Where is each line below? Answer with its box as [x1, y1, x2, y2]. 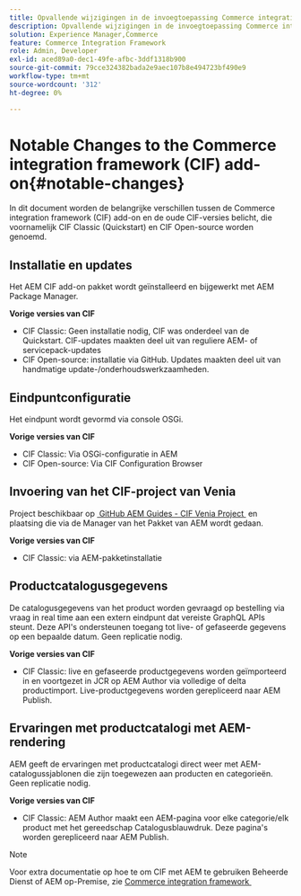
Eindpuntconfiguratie [9, 390, 132, 405]
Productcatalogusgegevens [9, 579, 168, 594]
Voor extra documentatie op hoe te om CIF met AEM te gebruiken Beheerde [9, 866, 288, 877]
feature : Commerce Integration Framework [9, 38, 167, 48]
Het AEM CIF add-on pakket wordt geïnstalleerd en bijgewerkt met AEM [9, 281, 275, 292]
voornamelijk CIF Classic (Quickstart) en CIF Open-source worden [9, 222, 254, 233]
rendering [9, 734, 66, 750]
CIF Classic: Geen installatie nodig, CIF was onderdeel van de [21, 325, 250, 337]
